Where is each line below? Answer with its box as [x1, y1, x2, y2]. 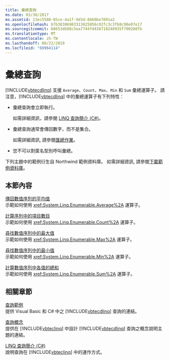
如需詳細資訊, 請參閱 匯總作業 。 [12, 136, 78, 143]
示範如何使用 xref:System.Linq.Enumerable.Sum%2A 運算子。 [5, 271, 135, 277]
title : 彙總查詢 [5, 7, 37, 13]
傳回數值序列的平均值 [5, 196, 50, 202]
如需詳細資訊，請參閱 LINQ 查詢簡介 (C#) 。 [12, 115, 103, 121]
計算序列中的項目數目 [5, 213, 50, 219]
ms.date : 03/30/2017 [5, 12, 49, 17]
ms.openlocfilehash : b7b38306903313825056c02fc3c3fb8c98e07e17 [5, 21, 143, 27]
